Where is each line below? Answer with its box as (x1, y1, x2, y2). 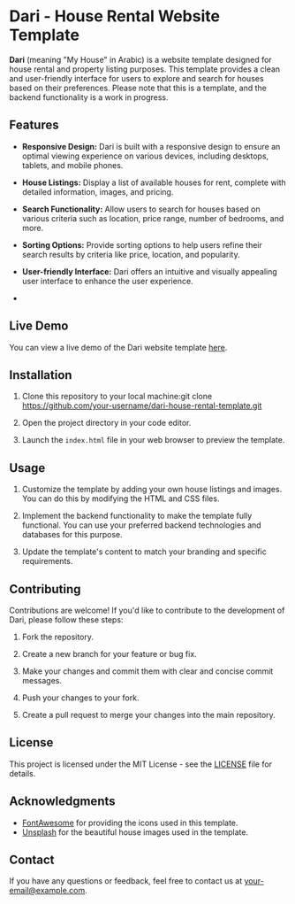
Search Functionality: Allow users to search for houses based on (21, 204, 261, 214)
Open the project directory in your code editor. (21, 418, 192, 429)
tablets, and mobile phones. (21, 159, 124, 170)
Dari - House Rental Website (9, 6, 221, 27)
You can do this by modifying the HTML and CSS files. (21, 493, 220, 504)
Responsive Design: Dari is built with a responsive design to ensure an (21, 141, 281, 151)
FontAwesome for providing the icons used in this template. (21, 817, 238, 828)
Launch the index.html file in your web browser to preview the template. (21, 435, 285, 445)
